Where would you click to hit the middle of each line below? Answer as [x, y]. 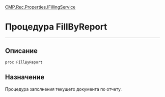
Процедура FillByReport [56, 27]
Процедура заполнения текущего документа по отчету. [63, 89]
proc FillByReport [24, 62]
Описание [21, 51]
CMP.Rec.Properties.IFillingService [41, 7]
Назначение [25, 77]
